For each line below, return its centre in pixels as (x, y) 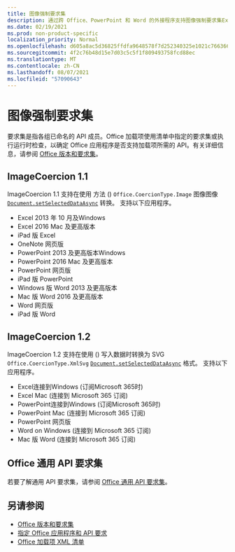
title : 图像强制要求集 (37, 14)
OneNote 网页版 (41, 244)
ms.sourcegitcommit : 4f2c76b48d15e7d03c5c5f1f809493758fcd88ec (101, 53)
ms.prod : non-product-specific (53, 33)
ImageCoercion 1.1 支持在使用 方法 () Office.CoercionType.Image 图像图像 (113, 194)
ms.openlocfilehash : (37, 46)
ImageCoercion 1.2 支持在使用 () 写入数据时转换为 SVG (86, 354)
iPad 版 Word (36, 314)
